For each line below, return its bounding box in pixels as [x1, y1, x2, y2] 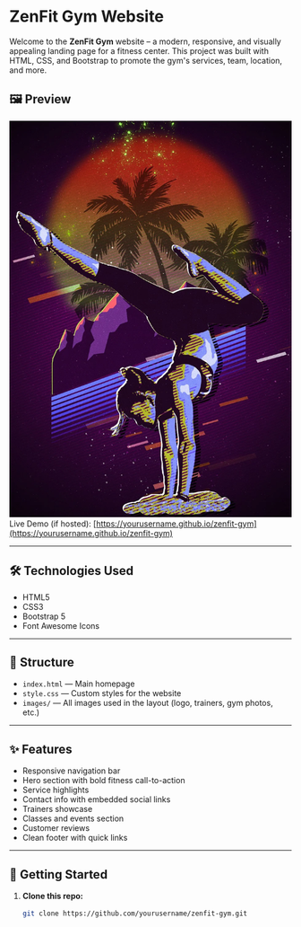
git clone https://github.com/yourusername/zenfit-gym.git [21, 909, 248, 918]
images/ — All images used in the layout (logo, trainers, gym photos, [21, 698, 273, 709]
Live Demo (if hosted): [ [9, 518, 97, 529]
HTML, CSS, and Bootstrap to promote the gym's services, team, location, [9, 55, 283, 66]
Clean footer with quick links [21, 833, 128, 843]
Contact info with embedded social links [21, 794, 171, 805]
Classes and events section [21, 813, 125, 824]
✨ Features [9, 741, 73, 756]
